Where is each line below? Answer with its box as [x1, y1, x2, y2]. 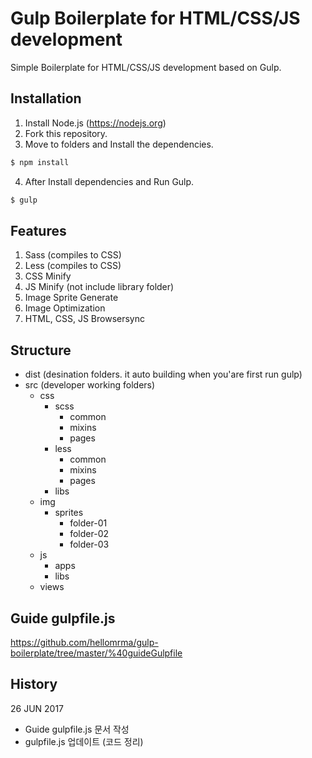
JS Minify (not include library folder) [24, 281, 175, 293]
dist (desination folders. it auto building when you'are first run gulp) [24, 368, 303, 381]
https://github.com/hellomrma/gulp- [10, 636, 159, 648]
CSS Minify [24, 270, 72, 282]
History [10, 676, 58, 693]
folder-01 [69, 517, 108, 529]
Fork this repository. [24, 127, 108, 139]
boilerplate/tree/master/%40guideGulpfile [10, 647, 183, 659]
